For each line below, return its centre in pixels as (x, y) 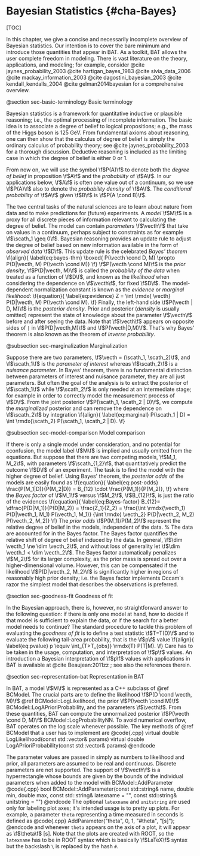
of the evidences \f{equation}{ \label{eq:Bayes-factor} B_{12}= (83, 501)
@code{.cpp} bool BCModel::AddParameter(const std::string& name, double (100, 789)
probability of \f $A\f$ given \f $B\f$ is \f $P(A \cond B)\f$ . (77, 195)
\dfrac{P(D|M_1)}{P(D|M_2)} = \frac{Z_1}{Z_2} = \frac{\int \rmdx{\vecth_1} (96, 508)
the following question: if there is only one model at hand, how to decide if (97, 614)
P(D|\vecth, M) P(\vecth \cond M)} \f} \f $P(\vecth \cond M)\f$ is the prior (96, 264)
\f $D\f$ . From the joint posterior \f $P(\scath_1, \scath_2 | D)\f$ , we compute (99, 402)
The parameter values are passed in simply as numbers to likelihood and (96, 757)
